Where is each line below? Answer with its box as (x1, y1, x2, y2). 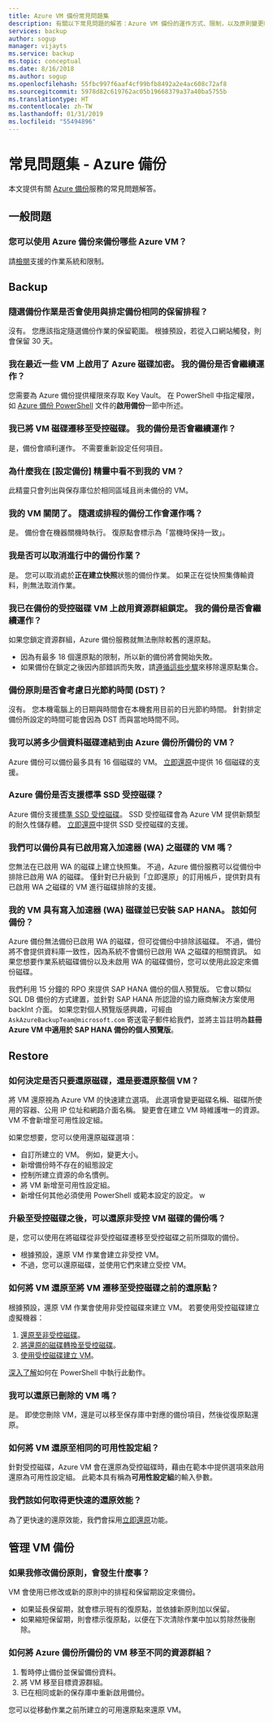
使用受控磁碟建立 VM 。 (19, 1350, 99, 1360)
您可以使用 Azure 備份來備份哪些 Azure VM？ (8, 236, 188, 248)
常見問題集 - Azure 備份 (8, 155, 167, 174)
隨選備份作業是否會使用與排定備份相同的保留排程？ (8, 306, 209, 317)
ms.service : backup (8, 50, 75, 58)
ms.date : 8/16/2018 (8, 65, 75, 73)
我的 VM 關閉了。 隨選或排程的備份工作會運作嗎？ (8, 508, 203, 518)
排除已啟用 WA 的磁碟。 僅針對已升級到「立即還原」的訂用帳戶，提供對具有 (8, 872, 262, 882)
